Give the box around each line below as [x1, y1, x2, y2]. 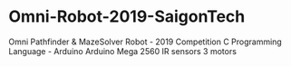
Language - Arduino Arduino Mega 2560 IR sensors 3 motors [8, 45, 238, 56]
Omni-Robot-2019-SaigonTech [8, 6, 246, 27]
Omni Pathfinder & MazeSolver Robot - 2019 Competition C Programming [8, 36, 282, 47]
